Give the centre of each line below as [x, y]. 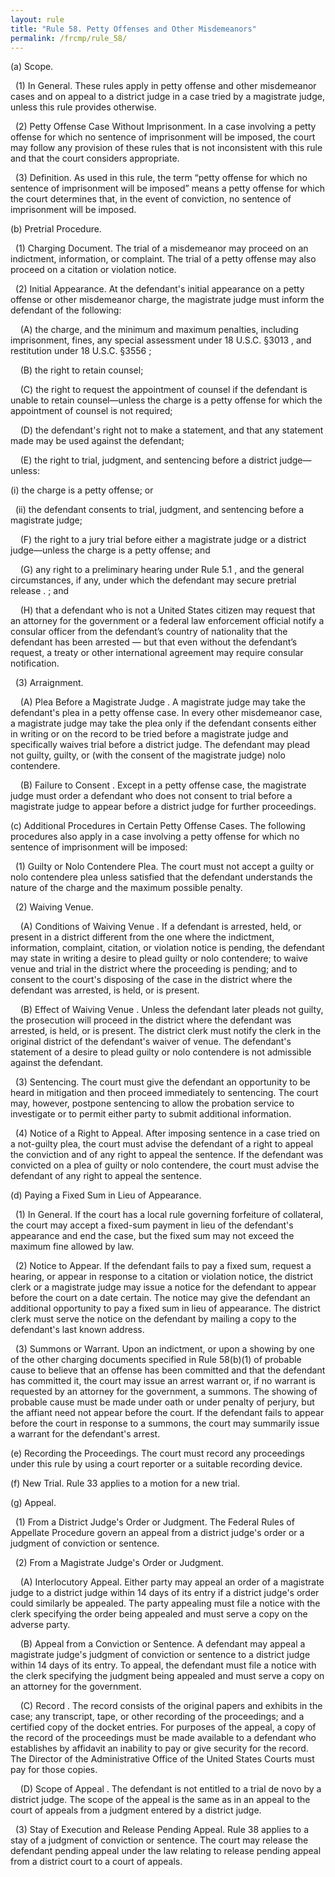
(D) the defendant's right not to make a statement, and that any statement [171, 430]
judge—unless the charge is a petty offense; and [110, 550]
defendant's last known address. [77, 1330]
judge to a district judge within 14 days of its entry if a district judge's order [165, 1593]
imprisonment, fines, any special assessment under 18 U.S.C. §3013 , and [161, 340]
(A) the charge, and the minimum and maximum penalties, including [159, 330]
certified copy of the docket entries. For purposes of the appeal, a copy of [163, 1727]
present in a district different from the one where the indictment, [142, 937]
